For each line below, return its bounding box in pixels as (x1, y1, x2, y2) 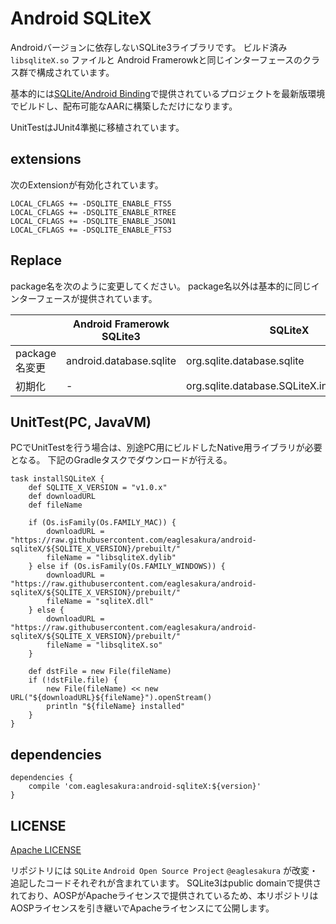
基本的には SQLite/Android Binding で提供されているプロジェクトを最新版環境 (10, 87, 326, 99)
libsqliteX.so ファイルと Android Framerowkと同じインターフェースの (10, 53, 303, 66)
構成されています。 (36, 66, 115, 78)
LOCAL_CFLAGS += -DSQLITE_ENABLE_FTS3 (10, 225, 172, 235)
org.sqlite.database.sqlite (186, 353, 305, 367)
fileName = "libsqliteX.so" (46, 640, 163, 651)
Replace (10, 252, 63, 269)
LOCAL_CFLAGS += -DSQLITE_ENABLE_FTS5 (10, 198, 172, 209)
